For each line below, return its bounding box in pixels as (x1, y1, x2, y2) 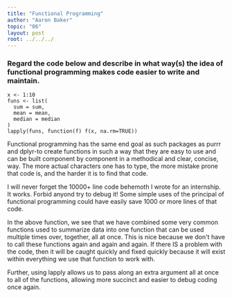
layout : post (7, 29, 45, 37)
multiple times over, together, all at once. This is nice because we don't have (7, 233, 225, 241)
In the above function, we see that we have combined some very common (7, 218, 218, 227)
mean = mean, (13, 110, 51, 117)
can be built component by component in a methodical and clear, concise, (7, 155, 219, 163)
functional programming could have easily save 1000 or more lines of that (7, 198, 217, 206)
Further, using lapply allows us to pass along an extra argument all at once (7, 268, 220, 277)
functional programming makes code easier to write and (7, 67, 199, 77)
